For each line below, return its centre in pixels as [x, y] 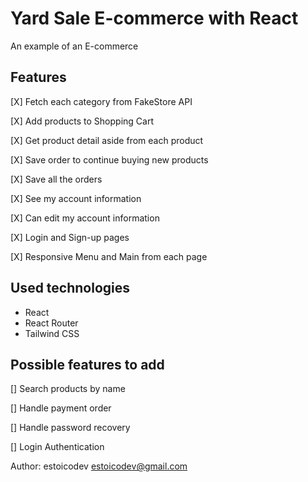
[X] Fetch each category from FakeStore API [101, 101]
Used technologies [70, 288]
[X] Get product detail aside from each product [107, 140]
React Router [51, 323]
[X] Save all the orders [56, 179]
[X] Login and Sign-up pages [70, 237]
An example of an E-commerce [74, 46]
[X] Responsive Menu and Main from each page [109, 256]
